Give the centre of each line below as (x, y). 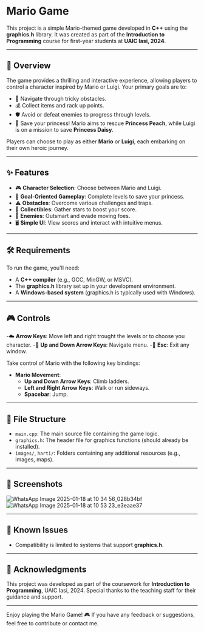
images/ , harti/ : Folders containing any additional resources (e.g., (98, 453)
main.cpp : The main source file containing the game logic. (87, 433)
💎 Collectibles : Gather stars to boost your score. (76, 209)
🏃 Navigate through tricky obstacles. (61, 98)
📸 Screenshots (35, 484)
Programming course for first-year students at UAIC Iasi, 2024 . (86, 41)
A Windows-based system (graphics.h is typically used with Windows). (105, 293)
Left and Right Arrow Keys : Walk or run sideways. (87, 388)
